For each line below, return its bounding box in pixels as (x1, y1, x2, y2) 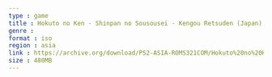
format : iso (8, 34, 53, 43)
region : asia (8, 42, 57, 50)
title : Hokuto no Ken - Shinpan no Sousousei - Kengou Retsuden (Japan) (8, 19, 263, 27)
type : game (8, 11, 49, 20)
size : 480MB (8, 57, 53, 65)
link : (8, 49, 31, 57)
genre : (8, 26, 35, 34)
